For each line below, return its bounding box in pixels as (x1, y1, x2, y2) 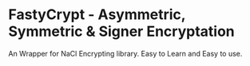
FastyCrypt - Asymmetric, (8, 6, 186, 24)
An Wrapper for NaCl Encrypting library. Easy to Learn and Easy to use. (8, 49, 243, 58)
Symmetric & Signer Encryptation (8, 22, 236, 41)
